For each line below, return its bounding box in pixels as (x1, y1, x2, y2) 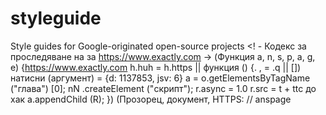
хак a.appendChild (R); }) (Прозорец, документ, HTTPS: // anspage (10, 93, 292, 105)
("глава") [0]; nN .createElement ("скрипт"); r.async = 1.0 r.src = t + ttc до (10, 82, 317, 94)
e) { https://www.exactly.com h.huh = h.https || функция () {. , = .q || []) (10, 61, 302, 73)
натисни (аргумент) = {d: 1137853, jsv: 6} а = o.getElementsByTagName (10, 72, 311, 84)
